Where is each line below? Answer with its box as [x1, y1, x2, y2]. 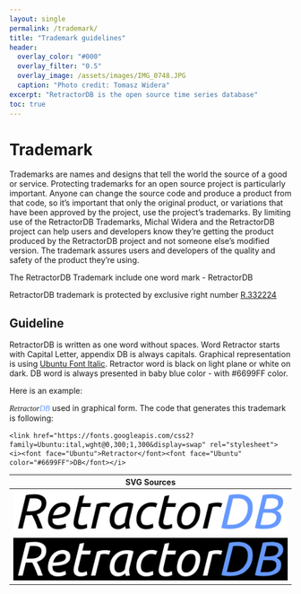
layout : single [9, 14, 66, 23]
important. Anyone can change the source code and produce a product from [9, 188, 292, 199]
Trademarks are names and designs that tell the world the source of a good [9, 169, 288, 179]
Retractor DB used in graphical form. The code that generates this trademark [9, 403, 287, 414]
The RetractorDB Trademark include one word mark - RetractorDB [9, 272, 254, 283]
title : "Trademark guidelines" [9, 33, 126, 42]
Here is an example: [9, 386, 83, 397]
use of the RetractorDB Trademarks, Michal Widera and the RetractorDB [9, 216, 275, 228]
